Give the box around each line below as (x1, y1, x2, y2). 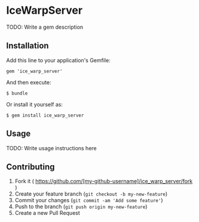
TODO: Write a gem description (6, 23, 84, 31)
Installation (6, 41, 49, 51)
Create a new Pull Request (14, 209, 81, 217)
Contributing (6, 162, 55, 172)
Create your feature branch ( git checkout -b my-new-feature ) (14, 190, 168, 197)
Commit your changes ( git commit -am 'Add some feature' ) (14, 197, 163, 204)
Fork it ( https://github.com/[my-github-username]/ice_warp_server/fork (14, 178, 193, 185)
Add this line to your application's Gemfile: (6, 56, 111, 63)
